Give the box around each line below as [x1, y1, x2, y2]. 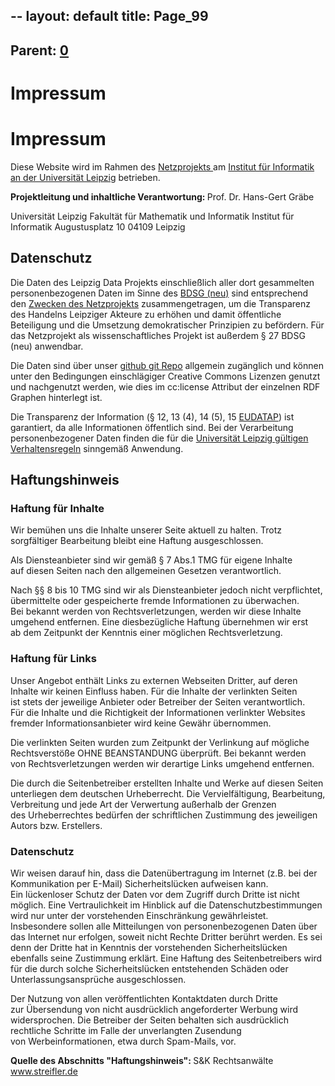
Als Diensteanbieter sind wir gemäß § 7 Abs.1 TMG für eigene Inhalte [10, 554, 293, 566]
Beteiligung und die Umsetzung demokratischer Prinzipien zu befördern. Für [10, 319, 325, 331]
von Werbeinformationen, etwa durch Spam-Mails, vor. [10, 1035, 237, 1047]
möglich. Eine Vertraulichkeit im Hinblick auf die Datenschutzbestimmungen [10, 899, 323, 911]
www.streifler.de [10, 1065, 78, 1077]
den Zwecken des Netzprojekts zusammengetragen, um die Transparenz [10, 297, 311, 309]
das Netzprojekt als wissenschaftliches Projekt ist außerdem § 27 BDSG [10, 329, 306, 341]
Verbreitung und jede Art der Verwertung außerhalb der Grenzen [10, 798, 277, 810]
